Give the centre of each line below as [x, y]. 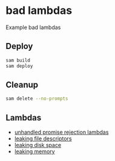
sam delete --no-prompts [37, 99]
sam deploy [19, 66]
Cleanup [22, 84]
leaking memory [34, 151]
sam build [18, 60]
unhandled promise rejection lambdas [61, 132]
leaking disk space [38, 145]
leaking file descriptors [43, 139]
